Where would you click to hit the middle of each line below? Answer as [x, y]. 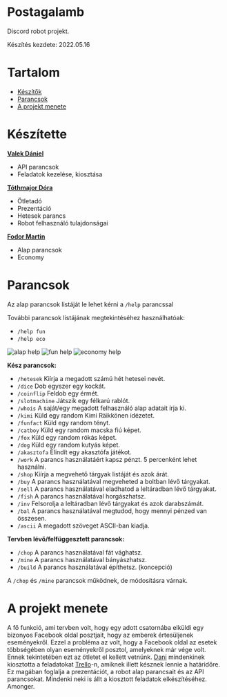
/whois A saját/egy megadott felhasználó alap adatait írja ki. [101, 408]
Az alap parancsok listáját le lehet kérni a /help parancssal [90, 304]
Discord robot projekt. [38, 31]
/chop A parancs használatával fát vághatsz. [80, 552]
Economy [31, 257]
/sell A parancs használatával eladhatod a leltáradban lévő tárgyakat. [117, 489]
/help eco [31, 339]
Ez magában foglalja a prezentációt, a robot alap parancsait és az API [106, 671]
